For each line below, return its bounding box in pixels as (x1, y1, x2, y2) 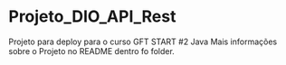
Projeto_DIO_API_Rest (8, 6, 176, 27)
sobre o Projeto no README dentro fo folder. (8, 45, 176, 56)
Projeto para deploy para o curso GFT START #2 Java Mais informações (8, 36, 278, 47)
